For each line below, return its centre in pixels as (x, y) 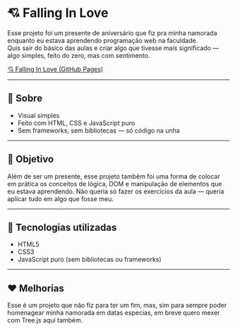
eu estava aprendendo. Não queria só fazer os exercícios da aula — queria (116, 191)
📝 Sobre (25, 98)
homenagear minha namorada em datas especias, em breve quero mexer (114, 313)
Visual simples (38, 115)
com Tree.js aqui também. (45, 320)
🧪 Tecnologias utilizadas (62, 227)
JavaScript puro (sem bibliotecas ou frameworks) (90, 260)
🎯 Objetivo (31, 159)
